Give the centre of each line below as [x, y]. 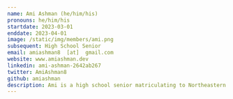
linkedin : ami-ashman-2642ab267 [54, 66]
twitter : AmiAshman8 [37, 72]
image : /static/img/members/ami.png [60, 40]
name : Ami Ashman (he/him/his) [53, 14]
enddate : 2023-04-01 [37, 33]
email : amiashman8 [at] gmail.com [60, 53]
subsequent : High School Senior [54, 46]
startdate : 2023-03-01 [40, 26]
